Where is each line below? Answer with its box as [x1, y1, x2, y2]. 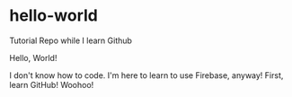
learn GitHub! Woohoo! [9, 79, 94, 90]
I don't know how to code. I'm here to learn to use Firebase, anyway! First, [9, 69, 284, 81]
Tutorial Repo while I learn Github [9, 35, 133, 46]
